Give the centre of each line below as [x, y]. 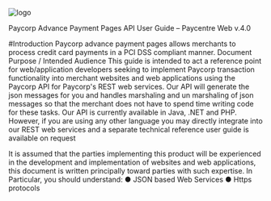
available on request [42, 138]
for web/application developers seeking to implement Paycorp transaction [131, 69]
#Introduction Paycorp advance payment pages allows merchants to [122, 44]
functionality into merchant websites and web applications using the [122, 78]
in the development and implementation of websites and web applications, [132, 162]
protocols [24, 188]
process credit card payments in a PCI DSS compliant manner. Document [130, 52]
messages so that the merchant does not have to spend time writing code [131, 104]
